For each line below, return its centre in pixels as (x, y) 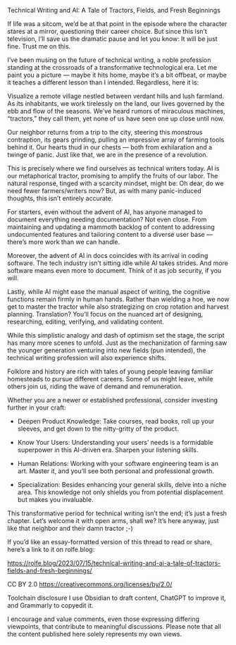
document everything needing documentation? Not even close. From (107, 219)
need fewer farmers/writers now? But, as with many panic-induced (104, 191)
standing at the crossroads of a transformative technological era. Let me (112, 67)
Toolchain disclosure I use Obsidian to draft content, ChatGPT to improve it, (117, 598)
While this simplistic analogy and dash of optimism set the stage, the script (116, 335)
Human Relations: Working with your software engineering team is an (118, 463)
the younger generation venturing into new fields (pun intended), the (107, 350)
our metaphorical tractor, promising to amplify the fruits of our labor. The (113, 176)
